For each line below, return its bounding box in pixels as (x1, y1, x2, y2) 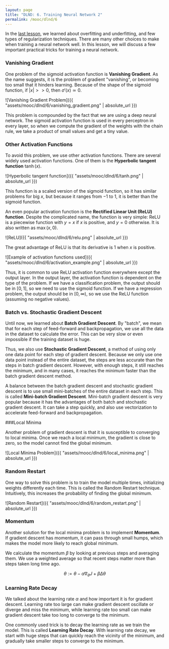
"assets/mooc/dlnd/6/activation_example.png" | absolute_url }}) (5, 259, 138, 266)
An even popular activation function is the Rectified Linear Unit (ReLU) (5, 208, 152, 214)
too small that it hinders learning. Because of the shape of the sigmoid (5, 81, 151, 88)
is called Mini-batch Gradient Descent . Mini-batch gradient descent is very (5, 394, 163, 400)
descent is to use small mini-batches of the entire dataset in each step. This (5, 388, 163, 395)
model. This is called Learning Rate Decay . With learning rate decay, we (5, 627, 155, 633)
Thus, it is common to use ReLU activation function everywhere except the (5, 269, 160, 275)
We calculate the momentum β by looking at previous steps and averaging (5, 550, 159, 556)
